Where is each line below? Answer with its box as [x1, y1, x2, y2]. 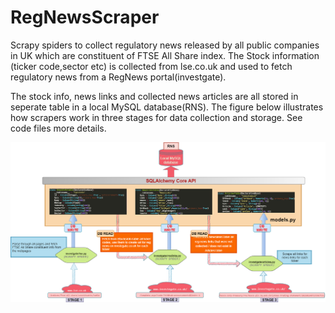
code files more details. [10, 122, 107, 134]
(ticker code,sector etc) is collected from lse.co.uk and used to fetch [10, 60, 293, 72]
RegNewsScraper [10, 6, 160, 29]
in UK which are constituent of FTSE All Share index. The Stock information [10, 49, 320, 61]
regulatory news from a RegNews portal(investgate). [10, 71, 227, 83]
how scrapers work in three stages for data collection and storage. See [10, 111, 303, 123]
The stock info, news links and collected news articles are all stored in [10, 90, 299, 102]
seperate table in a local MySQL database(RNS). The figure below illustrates [10, 101, 324, 113]
